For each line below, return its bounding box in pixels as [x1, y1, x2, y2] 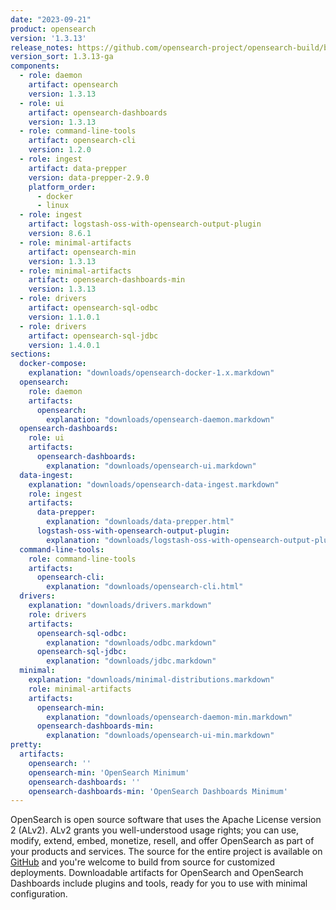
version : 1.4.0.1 [28, 340, 101, 350]
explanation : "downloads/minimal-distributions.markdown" [28, 675, 275, 685]
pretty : [10, 740, 43, 750]
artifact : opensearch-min [28, 247, 137, 257]
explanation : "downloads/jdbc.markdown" [46, 656, 217, 666]
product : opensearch [10, 24, 97, 34]
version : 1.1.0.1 [28, 312, 101, 322]
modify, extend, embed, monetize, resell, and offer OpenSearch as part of [10, 835, 315, 847]
